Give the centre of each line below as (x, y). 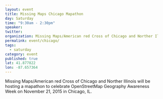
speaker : (14, 27)
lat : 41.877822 (20, 63)
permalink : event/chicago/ (32, 41)
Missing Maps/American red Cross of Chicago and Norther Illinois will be (78, 81)
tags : (10, 45)
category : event (21, 54)
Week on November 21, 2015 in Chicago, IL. (49, 91)
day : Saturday (19, 18)
